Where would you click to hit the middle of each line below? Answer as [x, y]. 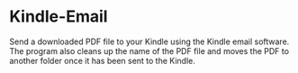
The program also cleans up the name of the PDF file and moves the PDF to [149, 50]
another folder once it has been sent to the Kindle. [103, 60]
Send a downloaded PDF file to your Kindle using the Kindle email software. [149, 41]
